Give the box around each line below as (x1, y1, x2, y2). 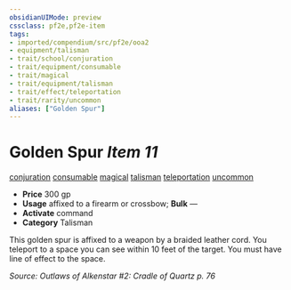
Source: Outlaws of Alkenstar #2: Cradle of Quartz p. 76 (9, 270, 216, 281)
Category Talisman (21, 217, 93, 228)
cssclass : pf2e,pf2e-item (9, 21, 105, 30)
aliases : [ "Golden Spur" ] (9, 104, 105, 113)
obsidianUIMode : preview (9, 12, 101, 22)
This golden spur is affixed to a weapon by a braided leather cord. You (9, 235, 267, 246)
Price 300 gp (21, 189, 71, 200)
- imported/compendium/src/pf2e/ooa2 (9, 37, 150, 47)
